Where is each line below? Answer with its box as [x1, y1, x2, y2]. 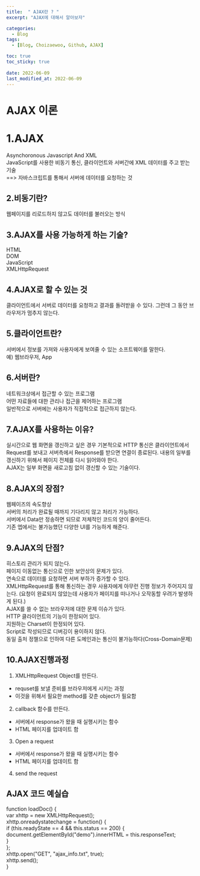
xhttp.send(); [6, 856, 39, 864]
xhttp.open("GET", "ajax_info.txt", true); [6, 850, 104, 857]
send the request [14, 770, 58, 777]
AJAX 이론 [6, 103, 58, 117]
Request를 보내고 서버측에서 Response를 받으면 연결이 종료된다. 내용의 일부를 [6, 449, 191, 456]
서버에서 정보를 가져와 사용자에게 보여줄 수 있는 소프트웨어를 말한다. [6, 346, 166, 353]
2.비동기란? [6, 193, 48, 203]
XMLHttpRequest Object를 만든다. [14, 672, 98, 679]
